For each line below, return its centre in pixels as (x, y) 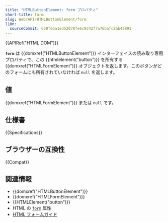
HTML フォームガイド (35, 214)
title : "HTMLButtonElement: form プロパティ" (52, 10)
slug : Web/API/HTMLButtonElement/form (46, 19)
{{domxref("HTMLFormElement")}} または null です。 (61, 102)
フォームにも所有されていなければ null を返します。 (63, 72)
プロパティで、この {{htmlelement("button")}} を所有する (64, 60)
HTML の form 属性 (32, 208)
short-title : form (24, 15)
